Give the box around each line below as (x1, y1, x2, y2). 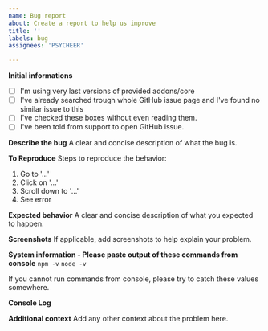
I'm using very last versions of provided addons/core (19, 86, 195, 96)
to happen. (8, 219, 44, 229)
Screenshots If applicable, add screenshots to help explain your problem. (8, 235, 252, 244)
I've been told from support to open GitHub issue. (19, 122, 185, 132)
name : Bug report (8, 11, 67, 20)
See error (19, 194, 52, 205)
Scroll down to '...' (19, 186, 79, 196)
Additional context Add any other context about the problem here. (8, 314, 229, 324)
